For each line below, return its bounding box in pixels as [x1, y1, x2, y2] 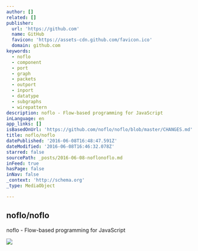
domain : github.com [11, 43, 61, 49]
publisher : [6, 20, 34, 26]
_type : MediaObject [6, 183, 56, 189]
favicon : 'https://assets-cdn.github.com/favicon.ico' [11, 37, 153, 43]
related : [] [6, 14, 36, 21]
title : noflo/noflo [6, 132, 56, 139]
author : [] [6, 8, 34, 15]
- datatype [11, 93, 39, 99]
